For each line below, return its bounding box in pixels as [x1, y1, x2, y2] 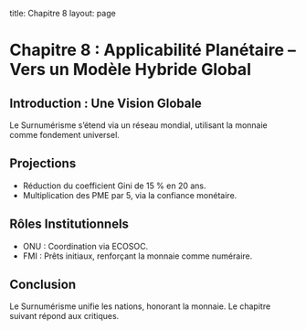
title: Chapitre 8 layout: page [9, 8, 116, 18]
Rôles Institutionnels [9, 217, 130, 232]
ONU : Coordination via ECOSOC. [22, 240, 149, 251]
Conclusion [9, 277, 77, 293]
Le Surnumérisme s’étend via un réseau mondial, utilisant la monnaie [9, 120, 268, 131]
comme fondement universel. [9, 130, 121, 140]
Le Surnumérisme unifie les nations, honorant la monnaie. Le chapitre [9, 301, 271, 312]
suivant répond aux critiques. [9, 311, 120, 322]
